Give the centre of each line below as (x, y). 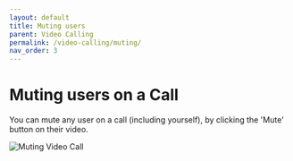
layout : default (39, 17)
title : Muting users (48, 26)
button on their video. (49, 130)
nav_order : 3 (33, 51)
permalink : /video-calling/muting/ (75, 42)
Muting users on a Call (94, 95)
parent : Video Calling (51, 34)
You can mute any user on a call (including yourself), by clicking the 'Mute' (146, 120)
